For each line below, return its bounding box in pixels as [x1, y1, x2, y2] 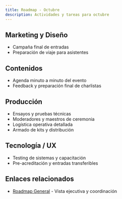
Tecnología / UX [5, 142, 56, 150]
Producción [5, 97, 43, 106]
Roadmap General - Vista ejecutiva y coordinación [12, 188, 117, 194]
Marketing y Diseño [5, 31, 68, 39]
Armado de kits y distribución [12, 126, 74, 132]
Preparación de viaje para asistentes [12, 49, 89, 55]
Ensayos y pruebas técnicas [12, 110, 72, 116]
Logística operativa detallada [12, 121, 73, 127]
